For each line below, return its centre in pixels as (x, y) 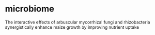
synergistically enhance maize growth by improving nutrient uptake (72, 27)
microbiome (30, 9)
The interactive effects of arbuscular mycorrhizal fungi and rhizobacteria (77, 22)
